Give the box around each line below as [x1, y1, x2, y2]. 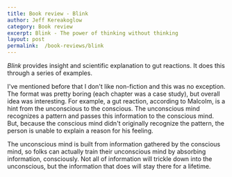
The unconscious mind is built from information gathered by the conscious [7, 140, 221, 148]
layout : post [7, 36, 45, 43]
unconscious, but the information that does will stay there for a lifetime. [7, 162, 211, 170]
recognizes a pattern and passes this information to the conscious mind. [7, 112, 214, 120]
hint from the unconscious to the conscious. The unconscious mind [7, 105, 200, 112]
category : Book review [7, 23, 73, 30]
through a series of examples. [7, 69, 92, 77]
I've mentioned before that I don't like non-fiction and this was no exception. [7, 83, 226, 90]
